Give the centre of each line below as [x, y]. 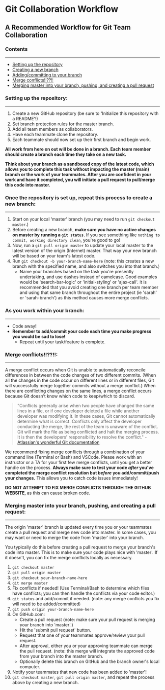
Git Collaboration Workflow [62, 9]
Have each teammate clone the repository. [55, 135]
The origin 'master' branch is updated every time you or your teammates [79, 527]
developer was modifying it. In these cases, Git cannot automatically [86, 416]
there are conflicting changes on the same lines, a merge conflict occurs [79, 391]
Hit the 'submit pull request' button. [55, 630]
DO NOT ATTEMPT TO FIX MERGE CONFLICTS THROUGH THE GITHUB [78, 488]
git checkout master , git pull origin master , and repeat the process [83, 677]
